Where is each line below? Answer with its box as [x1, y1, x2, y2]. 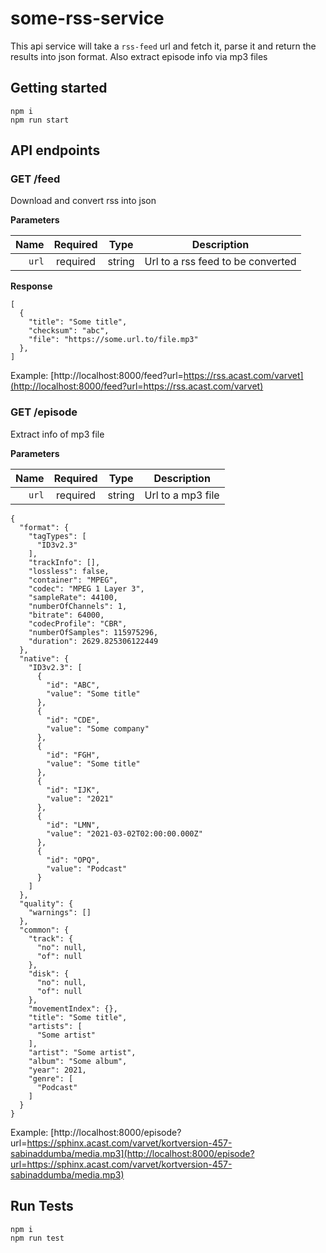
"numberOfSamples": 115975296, [28, 627, 159, 637]
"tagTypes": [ [28, 531, 87, 541]
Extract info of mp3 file [10, 428, 105, 440]
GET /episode [10, 405, 78, 419]
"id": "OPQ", [46, 855, 101, 865]
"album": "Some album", [28, 1056, 128, 1066]
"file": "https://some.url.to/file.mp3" [28, 335, 199, 345]
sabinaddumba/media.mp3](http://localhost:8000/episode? [10, 1147, 255, 1159]
